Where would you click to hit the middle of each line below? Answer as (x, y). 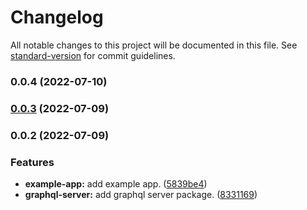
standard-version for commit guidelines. (93, 55)
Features (32, 162)
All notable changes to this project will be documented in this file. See (154, 45)
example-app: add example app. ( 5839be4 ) (116, 184)
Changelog (57, 17)
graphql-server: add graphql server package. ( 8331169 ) (141, 194)
